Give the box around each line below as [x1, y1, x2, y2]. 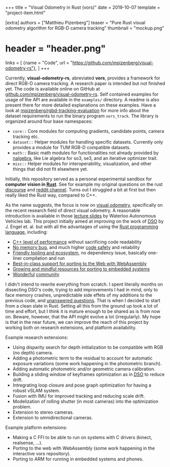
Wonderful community [12, 271, 60, 277]
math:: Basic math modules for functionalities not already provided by [12, 150, 159, 156]
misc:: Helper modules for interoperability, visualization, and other [12, 160, 152, 167]
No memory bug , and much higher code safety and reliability [12, 244, 140, 250]
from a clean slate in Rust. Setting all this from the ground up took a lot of [5, 303, 158, 309]
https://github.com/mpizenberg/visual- [72, 60, 154, 66]
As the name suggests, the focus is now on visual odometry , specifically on [5, 202, 163, 208]
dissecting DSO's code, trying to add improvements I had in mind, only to [5, 286, 158, 292]
